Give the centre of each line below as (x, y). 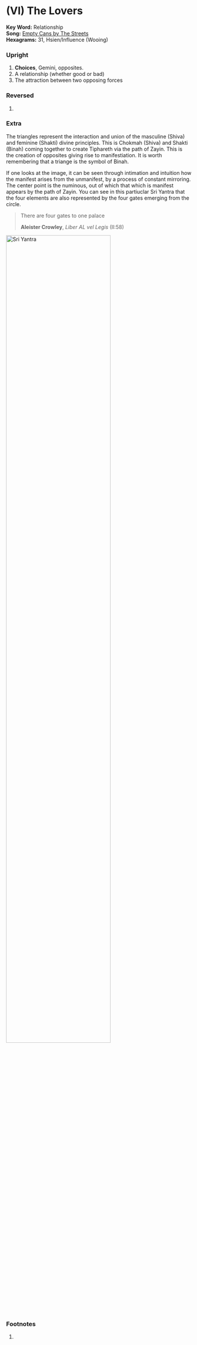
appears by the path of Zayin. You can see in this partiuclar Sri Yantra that (96, 191)
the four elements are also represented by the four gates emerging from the (98, 198)
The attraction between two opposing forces (69, 80)
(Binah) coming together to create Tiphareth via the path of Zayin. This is (94, 149)
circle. (14, 204)
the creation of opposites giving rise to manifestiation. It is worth (84, 155)
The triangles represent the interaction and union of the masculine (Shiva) (96, 136)
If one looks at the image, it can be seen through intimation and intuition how (99, 173)
